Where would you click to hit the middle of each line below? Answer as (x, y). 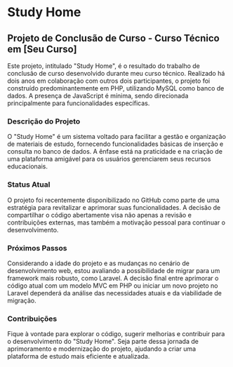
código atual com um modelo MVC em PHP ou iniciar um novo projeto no (113, 286)
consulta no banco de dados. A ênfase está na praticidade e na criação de (115, 152)
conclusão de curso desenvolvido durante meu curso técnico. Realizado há (116, 73)
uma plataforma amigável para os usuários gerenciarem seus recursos (109, 159)
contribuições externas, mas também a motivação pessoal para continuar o (116, 222)
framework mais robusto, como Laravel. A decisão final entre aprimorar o (113, 278)
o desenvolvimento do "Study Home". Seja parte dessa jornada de (103, 342)
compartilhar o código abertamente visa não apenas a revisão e (99, 215)
